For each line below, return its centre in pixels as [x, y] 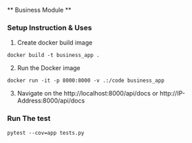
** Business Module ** [39, 10]
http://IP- [172, 93]
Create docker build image [55, 43]
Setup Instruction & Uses [50, 27]
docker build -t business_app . [53, 55]
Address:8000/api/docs [51, 101]
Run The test [29, 118]
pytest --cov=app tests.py [46, 133]
